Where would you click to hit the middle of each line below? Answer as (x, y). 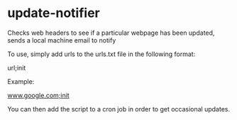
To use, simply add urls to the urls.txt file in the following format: (101, 54)
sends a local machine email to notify (62, 40)
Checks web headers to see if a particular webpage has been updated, (111, 33)
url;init (17, 67)
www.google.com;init (38, 95)
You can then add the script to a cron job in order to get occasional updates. (119, 109)
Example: (21, 81)
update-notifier (54, 13)
